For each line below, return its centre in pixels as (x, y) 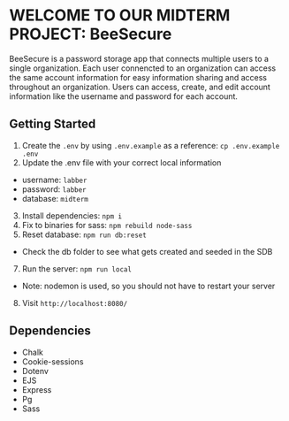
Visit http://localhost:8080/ (75, 302)
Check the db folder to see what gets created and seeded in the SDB (147, 251)
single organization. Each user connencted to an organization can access (143, 68)
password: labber (54, 189)
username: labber (54, 180)
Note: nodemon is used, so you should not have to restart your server (148, 286)
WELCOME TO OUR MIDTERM (120, 15)
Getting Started (53, 124)
